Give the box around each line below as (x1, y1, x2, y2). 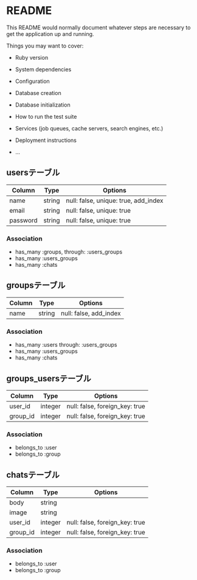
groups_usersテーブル (6, 373, 91, 384)
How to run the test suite (15, 113, 77, 120)
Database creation (15, 89, 62, 96)
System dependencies (15, 65, 72, 73)
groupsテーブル (6, 280, 66, 291)
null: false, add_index (60, 309, 121, 317)
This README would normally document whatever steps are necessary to (6, 24, 191, 31)
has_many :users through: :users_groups (15, 341, 117, 348)
